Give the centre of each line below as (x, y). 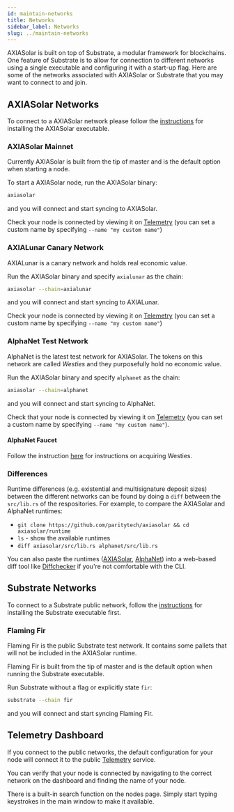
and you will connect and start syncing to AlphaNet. (81, 403)
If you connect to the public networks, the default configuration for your (110, 752)
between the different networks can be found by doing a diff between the (114, 497)
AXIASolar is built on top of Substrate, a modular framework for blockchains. (117, 53)
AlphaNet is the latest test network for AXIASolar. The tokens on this (105, 357)
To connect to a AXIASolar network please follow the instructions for (106, 121)
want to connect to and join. (47, 83)
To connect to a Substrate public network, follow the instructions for (105, 605)
